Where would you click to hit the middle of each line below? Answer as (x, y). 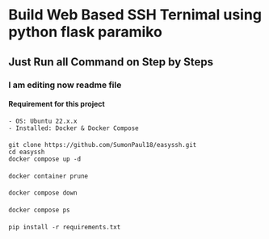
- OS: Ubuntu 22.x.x (43, 121)
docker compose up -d (45, 159)
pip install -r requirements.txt (65, 227)
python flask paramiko (86, 32)
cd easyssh (27, 152)
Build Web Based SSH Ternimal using (135, 15)
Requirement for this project (57, 104)
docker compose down (43, 193)
